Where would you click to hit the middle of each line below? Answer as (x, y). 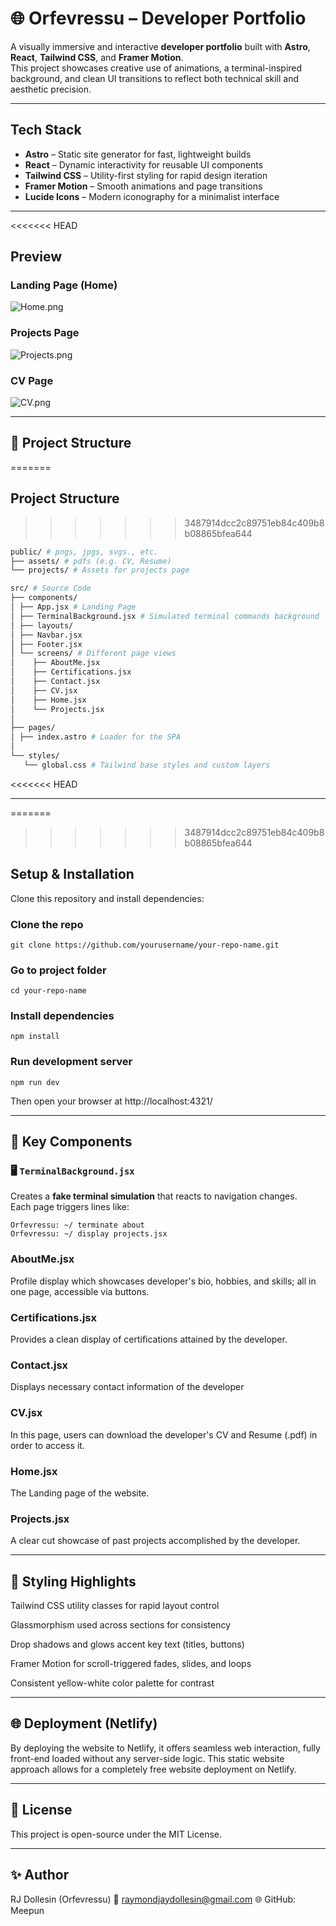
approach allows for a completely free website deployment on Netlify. (153, 1769)
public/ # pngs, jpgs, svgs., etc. (84, 552)
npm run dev (35, 1082)
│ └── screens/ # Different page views (93, 653)
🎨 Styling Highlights (73, 1581)
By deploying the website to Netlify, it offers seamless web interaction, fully (165, 1748)
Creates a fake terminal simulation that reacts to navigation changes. (154, 1196)
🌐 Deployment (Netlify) (84, 1723)
